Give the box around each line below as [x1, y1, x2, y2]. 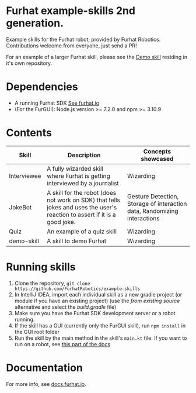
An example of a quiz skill [46, 227, 117, 235]
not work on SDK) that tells [46, 196, 121, 204]
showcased [141, 154, 174, 163]
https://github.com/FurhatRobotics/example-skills [14, 285, 141, 292]
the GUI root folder [14, 328, 60, 335]
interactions [127, 214, 160, 222]
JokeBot [9, 203, 32, 211]
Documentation [6, 361, 83, 374]
